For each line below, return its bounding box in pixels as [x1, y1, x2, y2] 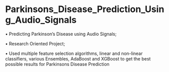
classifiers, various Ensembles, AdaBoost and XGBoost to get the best [5, 55, 151, 61]
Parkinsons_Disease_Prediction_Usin [5, 4, 164, 15]
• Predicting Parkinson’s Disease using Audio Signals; [5, 31, 117, 37]
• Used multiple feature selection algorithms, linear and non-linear [5, 50, 143, 56]
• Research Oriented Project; [5, 40, 66, 46]
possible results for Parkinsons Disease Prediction [5, 61, 110, 67]
